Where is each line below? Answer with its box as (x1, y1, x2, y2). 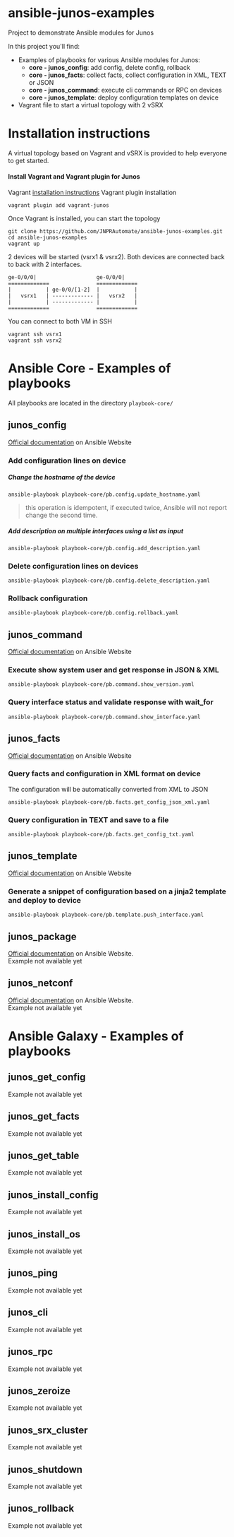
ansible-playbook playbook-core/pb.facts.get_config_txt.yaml (8, 831, 195, 838)
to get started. (8, 156, 49, 165)
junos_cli (8, 1307, 49, 1319)
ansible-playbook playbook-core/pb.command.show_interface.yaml (8, 713, 201, 720)
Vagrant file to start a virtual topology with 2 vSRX (18, 100, 164, 109)
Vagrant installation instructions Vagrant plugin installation (8, 189, 177, 197)
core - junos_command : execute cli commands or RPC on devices (28, 85, 223, 94)
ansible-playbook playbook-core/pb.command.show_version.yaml (8, 681, 195, 688)
